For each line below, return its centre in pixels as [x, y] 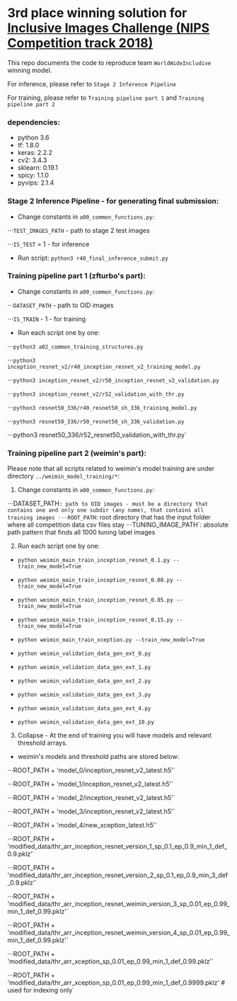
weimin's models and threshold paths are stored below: [98, 757]
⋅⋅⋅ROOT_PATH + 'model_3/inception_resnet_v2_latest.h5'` [91, 811]
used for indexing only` [41, 990]
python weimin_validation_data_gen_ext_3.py [84, 695]
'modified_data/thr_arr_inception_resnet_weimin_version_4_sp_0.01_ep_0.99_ [118, 933]
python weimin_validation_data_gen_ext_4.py [84, 709]
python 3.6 [33, 138]
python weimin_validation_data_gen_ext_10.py [86, 722]
